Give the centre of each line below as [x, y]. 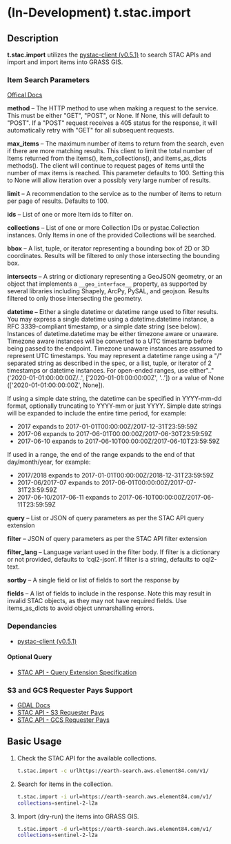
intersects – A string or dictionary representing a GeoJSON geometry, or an [115, 277]
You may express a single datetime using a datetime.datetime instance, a [111, 320]
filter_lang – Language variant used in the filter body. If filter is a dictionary [114, 552]
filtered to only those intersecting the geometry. [75, 299]
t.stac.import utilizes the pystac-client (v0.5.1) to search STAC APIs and [109, 55]
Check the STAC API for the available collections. [87, 758]
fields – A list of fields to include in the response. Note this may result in [109, 593]
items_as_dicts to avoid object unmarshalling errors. [81, 608]
